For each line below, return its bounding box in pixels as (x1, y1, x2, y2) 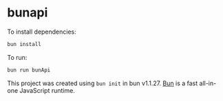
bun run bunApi (7, 67, 51, 74)
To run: (7, 53, 28, 61)
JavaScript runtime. (19, 86, 76, 94)
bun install (7, 41, 41, 47)
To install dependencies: (7, 27, 77, 36)
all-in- (199, 79, 217, 87)
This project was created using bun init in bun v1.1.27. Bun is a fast (7, 79, 198, 87)
